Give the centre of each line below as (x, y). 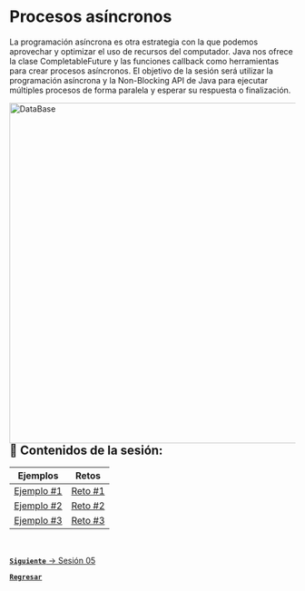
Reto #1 (88, 491)
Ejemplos (38, 476)
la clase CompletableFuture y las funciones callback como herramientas (144, 61)
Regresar (26, 577)
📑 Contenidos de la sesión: (86, 450)
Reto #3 (88, 521)
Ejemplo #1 (38, 491)
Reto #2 (88, 506)
